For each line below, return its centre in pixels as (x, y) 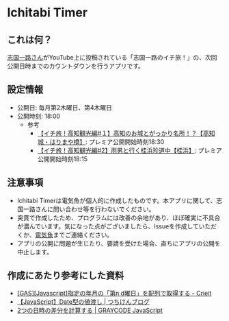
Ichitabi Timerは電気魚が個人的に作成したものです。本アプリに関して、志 (120, 200)
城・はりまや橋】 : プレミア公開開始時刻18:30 (101, 141)
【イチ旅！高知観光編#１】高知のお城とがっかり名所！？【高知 (126, 133)
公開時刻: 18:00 (38, 116)
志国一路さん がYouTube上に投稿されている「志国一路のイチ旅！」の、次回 (112, 57)
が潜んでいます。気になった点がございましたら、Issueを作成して (108, 226)
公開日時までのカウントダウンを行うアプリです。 (76, 66)
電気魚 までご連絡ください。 (74, 235)
